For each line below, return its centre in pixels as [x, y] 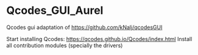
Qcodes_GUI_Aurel [55, 11]
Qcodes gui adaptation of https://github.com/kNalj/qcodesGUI [84, 27]
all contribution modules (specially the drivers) [65, 45]
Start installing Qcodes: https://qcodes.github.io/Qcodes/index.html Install [99, 39]
